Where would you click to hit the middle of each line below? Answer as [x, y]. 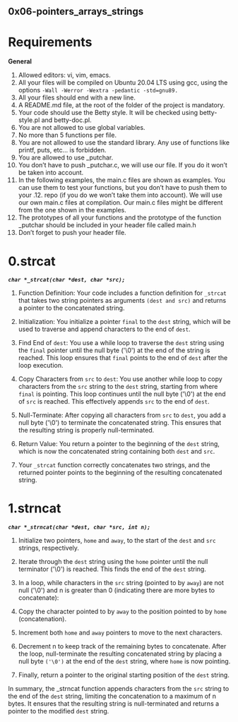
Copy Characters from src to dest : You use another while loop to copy [120, 379]
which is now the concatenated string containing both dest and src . [117, 452]
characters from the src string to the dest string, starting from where [118, 387]
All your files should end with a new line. [77, 97]
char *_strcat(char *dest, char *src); [67, 280]
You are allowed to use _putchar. [66, 157]
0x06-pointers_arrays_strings [76, 12]
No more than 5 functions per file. [67, 135]
